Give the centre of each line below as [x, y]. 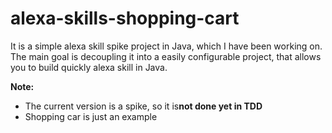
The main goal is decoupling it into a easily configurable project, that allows [166, 56]
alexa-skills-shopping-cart [125, 18]
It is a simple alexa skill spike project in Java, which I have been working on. [166, 46]
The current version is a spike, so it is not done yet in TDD [143, 106]
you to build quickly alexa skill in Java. [89, 67]
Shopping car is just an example [91, 116]
